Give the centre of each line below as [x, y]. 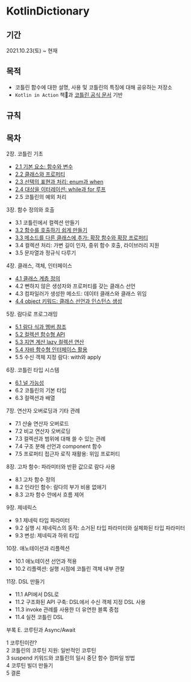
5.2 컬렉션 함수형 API [40, 334]
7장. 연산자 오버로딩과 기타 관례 [43, 411]
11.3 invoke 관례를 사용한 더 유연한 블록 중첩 [67, 609]
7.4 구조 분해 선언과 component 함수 [58, 446]
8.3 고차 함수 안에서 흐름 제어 [49, 495]
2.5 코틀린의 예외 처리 [41, 197]
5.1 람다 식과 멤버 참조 [41, 327]
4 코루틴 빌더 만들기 [30, 666]
